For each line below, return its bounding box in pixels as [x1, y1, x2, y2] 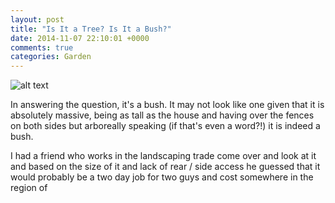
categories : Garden [10, 52, 92, 62]
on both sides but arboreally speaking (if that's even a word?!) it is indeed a [10, 120, 321, 132]
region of [10, 182, 48, 194]
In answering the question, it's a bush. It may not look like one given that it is [10, 99, 325, 111]
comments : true [10, 42, 74, 53]
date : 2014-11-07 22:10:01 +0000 [10, 33, 150, 43]
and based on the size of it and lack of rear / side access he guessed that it [10, 161, 321, 173]
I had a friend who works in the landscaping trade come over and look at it [10, 150, 317, 162]
